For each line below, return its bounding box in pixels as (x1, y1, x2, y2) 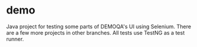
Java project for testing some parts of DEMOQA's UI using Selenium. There (6, 23, 192, 30)
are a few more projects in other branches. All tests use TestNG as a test (6, 29, 185, 36)
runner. (6, 35, 24, 42)
